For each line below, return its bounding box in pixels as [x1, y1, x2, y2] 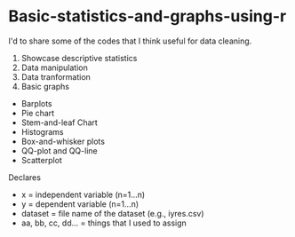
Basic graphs [20, 81, 70, 91]
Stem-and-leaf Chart [20, 117, 99, 128]
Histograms [20, 126, 64, 137]
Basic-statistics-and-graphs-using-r [8, 6, 287, 27]
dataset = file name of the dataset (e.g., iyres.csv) [20, 208, 205, 218]
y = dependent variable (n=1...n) [20, 198, 140, 209]
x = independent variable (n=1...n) [20, 189, 146, 200]
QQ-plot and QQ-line [20, 145, 99, 156]
